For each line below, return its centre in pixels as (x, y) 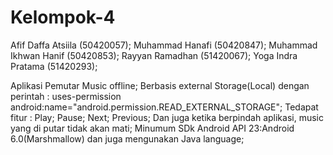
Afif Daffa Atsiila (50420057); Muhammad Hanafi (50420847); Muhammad (164, 45)
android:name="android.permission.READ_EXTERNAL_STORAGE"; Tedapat (164, 107)
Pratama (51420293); (54, 66)
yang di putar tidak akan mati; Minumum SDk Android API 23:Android (152, 128)
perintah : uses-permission (66, 96)
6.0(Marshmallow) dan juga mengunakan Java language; (127, 138)
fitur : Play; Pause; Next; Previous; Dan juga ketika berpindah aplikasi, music (167, 117)
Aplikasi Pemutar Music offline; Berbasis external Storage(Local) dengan (160, 85)
